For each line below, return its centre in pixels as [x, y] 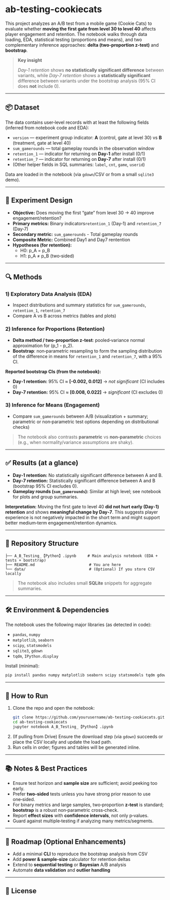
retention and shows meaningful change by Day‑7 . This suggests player [82, 512]
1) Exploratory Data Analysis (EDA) [49, 294]
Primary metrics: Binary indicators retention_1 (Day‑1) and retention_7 [87, 223]
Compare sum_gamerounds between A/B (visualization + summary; [80, 416]
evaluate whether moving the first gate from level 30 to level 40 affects [80, 28]
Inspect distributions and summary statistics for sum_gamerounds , [79, 305]
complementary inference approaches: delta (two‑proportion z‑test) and [82, 45]
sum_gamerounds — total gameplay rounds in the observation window [83, 148]
